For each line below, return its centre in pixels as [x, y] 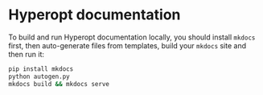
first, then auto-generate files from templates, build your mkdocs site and [127, 45]
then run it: [26, 54]
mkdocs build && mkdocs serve [59, 84]
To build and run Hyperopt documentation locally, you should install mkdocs [132, 37]
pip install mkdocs [41, 69]
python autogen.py [39, 76]
